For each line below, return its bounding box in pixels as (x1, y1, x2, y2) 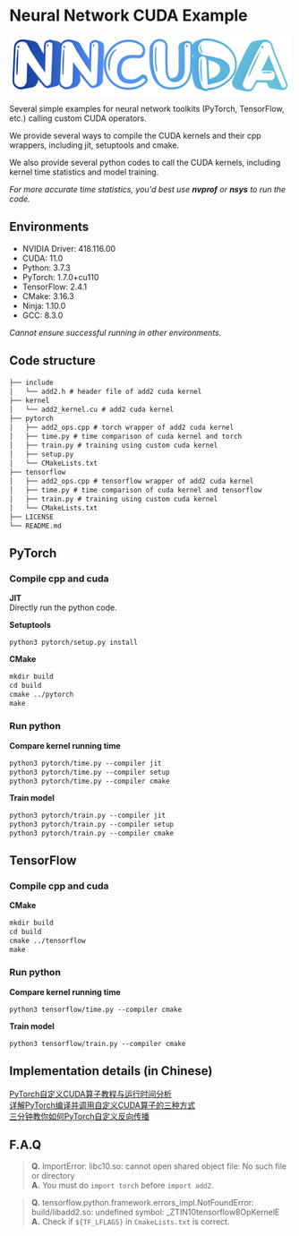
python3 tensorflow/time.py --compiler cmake (9, 1005, 182, 1014)
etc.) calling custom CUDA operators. (9, 113, 148, 124)
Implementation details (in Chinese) (9, 1063, 213, 1079)
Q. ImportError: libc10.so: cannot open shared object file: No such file (30, 1161, 287, 1172)
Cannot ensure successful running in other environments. (9, 327, 222, 338)
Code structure (9, 353, 96, 368)
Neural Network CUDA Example (9, 5, 248, 26)
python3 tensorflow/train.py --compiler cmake (9, 1039, 186, 1048)
